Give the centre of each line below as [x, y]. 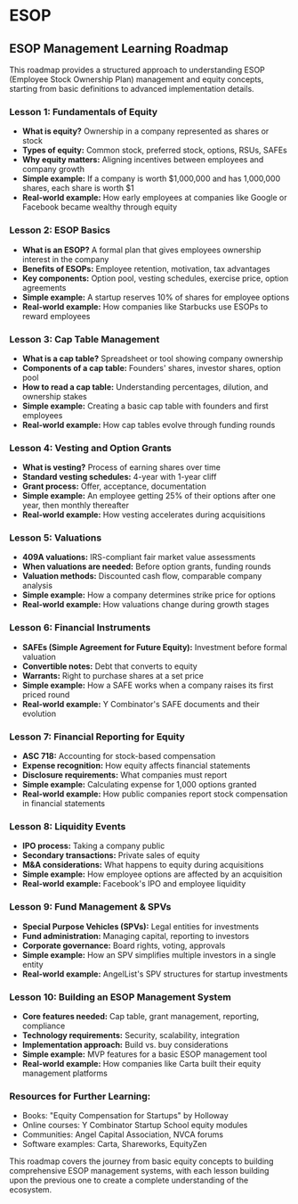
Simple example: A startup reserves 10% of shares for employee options [156, 297]
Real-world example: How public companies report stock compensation [155, 794]
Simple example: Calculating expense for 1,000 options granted [139, 785]
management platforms [65, 1073]
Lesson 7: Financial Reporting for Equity [97, 737]
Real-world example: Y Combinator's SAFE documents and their [141, 704]
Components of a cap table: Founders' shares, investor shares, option [151, 367]
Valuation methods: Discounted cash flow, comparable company [142, 576]
